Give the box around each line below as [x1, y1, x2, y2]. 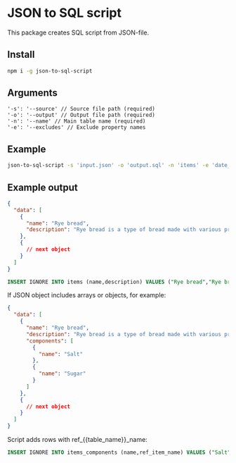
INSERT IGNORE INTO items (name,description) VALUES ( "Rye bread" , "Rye [7, 278, 221, 285]
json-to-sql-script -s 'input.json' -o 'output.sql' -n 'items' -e [7, 162, 209, 169]
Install [7, 49, 35, 61]
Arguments [7, 87, 58, 99]
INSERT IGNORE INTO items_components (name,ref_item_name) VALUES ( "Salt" [7, 449, 231, 456]
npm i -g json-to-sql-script [7, 67, 93, 75]
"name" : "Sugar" [38, 370, 86, 378]
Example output [7, 181, 79, 193]
